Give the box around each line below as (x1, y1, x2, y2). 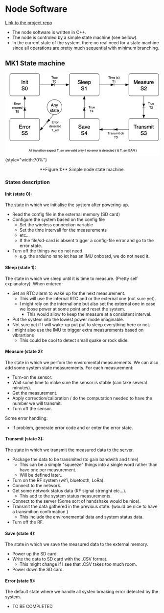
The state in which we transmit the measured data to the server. (5, 447, 134, 453)
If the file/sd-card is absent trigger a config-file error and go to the (19, 238, 154, 244)
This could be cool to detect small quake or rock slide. (19, 337, 129, 343)
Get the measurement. (12, 390, 58, 396)
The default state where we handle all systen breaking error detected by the (5, 589, 159, 595)
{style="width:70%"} (5, 157, 47, 163)
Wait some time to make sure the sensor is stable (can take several (12, 379, 147, 385)
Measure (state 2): (5, 348, 44, 355)
